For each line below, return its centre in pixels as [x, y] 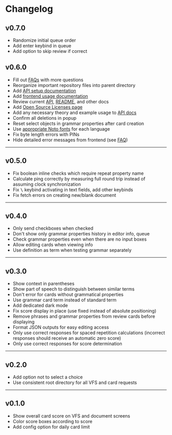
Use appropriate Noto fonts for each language [61, 129]
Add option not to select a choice [48, 377]
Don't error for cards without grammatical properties [68, 295]
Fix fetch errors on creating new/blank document [64, 195]
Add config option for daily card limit [51, 427]
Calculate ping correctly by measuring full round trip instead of [79, 178]
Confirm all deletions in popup [45, 118]
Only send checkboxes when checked [53, 228]
